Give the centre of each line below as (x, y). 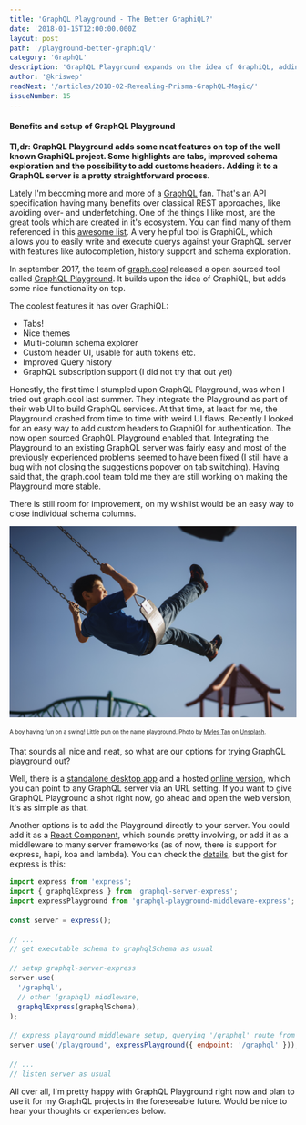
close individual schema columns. (73, 513)
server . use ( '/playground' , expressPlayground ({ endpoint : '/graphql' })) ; (154, 1045)
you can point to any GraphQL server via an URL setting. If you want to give (151, 788)
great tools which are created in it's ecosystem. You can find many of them (150, 222)
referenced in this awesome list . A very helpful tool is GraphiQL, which (141, 231)
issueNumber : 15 (40, 96)
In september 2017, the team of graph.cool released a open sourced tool (145, 269)
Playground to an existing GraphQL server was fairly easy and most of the (148, 447)
